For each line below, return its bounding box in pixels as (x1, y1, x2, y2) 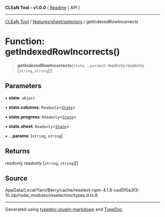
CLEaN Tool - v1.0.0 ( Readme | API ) (5, 5, 80, 10)
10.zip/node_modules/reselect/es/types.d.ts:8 (5, 193, 98, 198)
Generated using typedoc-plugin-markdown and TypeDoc (5, 206, 123, 213)
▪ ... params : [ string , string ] (5, 133, 63, 139)
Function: (5, 36, 45, 47)
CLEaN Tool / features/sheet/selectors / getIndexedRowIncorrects (5, 19, 138, 24)
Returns (5, 147, 30, 155)
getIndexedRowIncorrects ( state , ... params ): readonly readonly (17, 62, 144, 68)
